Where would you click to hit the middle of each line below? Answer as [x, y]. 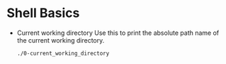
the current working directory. [61, 40]
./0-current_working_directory [63, 53]
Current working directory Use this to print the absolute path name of [118, 33]
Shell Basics [43, 13]
